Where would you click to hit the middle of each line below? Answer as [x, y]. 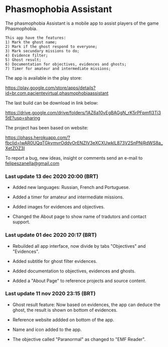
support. [21, 222]
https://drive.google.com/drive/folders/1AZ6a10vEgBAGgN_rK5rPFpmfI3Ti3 [83, 112]
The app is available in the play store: [44, 78]
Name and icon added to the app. [47, 329]
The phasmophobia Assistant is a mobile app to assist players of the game [82, 23]
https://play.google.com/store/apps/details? [51, 88]
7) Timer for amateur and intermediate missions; [58, 68]
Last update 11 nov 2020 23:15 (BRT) [50, 294]
